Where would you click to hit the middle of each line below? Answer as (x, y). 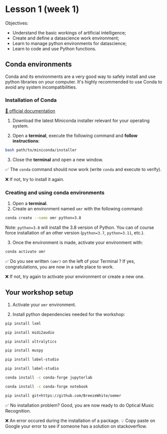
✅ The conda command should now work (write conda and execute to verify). (83, 169)
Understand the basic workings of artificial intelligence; (69, 32)
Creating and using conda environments (55, 192)
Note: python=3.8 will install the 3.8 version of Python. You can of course (80, 227)
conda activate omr (25, 252)
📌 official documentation (30, 111)
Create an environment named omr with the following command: (78, 209)
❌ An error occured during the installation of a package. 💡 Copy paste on (80, 420)
